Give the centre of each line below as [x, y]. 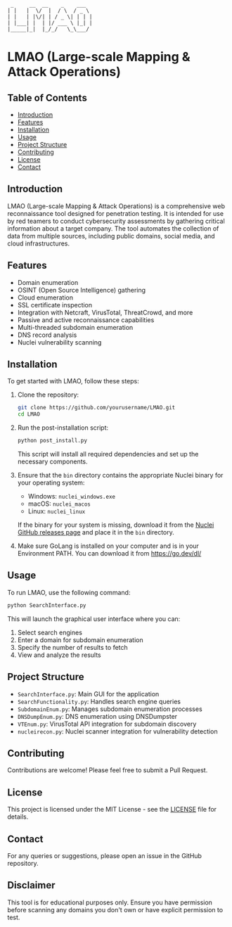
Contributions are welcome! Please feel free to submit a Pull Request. [108, 770]
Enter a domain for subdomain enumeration [80, 640]
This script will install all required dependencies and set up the [108, 454]
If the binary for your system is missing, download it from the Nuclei [116, 525]
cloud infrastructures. [39, 243]
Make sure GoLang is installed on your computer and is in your [108, 546]
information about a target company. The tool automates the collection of [113, 228]
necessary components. [52, 461]
